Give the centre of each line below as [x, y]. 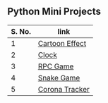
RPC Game [56, 66]
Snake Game [59, 78]
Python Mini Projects [54, 12]
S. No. [21, 31]
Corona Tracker [64, 89]
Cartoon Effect [62, 43]
